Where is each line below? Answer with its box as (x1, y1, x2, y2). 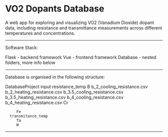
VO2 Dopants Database (5, 3, 104, 14)
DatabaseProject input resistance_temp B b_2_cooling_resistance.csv (5, 83, 148, 89)
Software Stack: (5, 44, 38, 50)
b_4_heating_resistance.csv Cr (5, 99, 68, 105)
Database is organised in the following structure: (5, 73, 105, 80)
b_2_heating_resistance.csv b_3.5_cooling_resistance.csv (5, 88, 124, 95)
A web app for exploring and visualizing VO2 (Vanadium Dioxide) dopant (5, 19, 154, 25)
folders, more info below (5, 59, 56, 65)
